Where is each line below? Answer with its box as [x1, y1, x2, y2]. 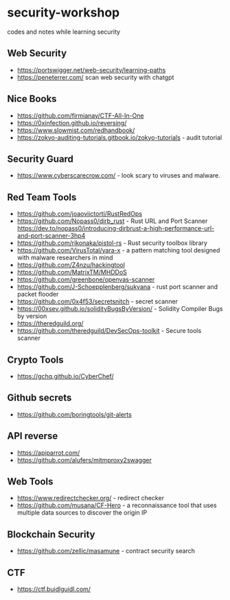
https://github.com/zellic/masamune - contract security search [16, 547, 196, 555]
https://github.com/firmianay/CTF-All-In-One [16, 111, 144, 120]
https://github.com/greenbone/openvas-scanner [16, 275, 155, 283]
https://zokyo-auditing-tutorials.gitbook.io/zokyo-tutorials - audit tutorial [16, 133, 222, 142]
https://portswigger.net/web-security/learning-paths [16, 65, 166, 74]
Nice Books [7, 93, 57, 105]
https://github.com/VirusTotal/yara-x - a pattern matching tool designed [16, 246, 220, 255]
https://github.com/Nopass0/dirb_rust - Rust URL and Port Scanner [16, 217, 208, 225]
